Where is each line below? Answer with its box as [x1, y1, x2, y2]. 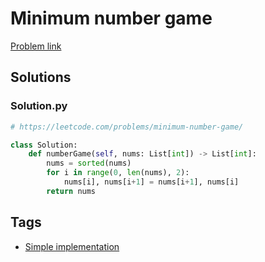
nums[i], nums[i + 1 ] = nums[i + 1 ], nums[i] [63, 177, 240, 187]
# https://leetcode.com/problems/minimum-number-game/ [10, 122, 244, 132]
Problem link [10, 40, 62, 52]
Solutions [10, 69, 72, 86]
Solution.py [10, 99, 68, 113]
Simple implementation [24, 240, 120, 252]
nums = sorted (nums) [46, 158, 132, 169]
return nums [46, 186, 97, 196]
